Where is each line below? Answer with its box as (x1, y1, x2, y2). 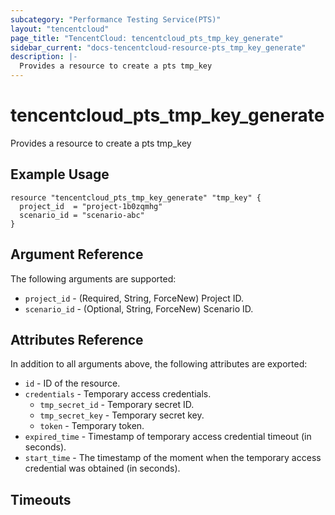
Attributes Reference (10, 331, 144, 348)
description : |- (10, 52, 78, 62)
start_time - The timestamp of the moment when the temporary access (24, 452, 322, 464)
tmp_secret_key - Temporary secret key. (39, 409, 205, 421)
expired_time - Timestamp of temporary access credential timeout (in (24, 431, 312, 443)
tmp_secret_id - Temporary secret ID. (39, 399, 195, 411)
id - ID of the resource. (24, 377, 121, 390)
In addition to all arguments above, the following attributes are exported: (10, 358, 308, 370)
